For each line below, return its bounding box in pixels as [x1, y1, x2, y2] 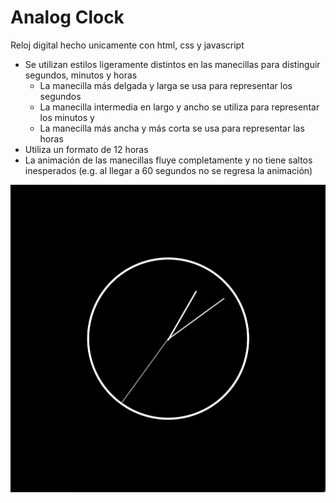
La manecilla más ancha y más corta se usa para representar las [39, 122, 305, 134]
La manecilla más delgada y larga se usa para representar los [39, 79, 293, 91]
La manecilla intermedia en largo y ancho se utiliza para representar [39, 101, 320, 113]
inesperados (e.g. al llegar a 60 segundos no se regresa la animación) [24, 164, 313, 176]
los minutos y [39, 111, 95, 123]
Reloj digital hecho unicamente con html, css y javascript [10, 39, 245, 51]
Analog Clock [10, 6, 125, 29]
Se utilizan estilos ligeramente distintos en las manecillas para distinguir [24, 58, 321, 70]
